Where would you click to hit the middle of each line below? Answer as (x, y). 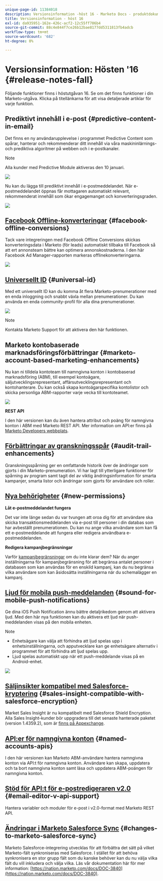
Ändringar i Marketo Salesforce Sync (62, 828)
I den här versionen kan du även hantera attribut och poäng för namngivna (79, 420)
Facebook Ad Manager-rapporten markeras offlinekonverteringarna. (73, 255)
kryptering (21, 694)
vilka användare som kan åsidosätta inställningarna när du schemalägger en (81, 572)
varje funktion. (19, 104)
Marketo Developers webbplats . (37, 431)
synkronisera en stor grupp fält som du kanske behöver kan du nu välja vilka (81, 858)
